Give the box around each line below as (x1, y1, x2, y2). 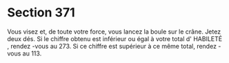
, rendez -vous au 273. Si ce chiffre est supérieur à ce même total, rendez (7, 42, 217, 50)
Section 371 (7, 5, 75, 21)
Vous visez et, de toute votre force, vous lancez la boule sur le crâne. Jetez (7, 27, 221, 36)
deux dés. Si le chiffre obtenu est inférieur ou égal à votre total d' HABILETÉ (7, 34, 223, 42)
